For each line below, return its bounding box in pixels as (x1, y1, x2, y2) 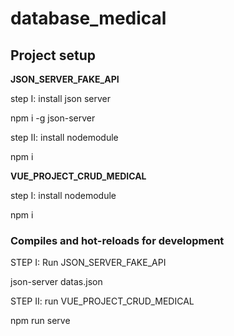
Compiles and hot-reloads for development (10, 233, 225, 247)
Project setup (10, 47, 97, 64)
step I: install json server (10, 93, 111, 104)
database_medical (10, 7, 167, 30)
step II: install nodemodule (10, 132, 119, 143)
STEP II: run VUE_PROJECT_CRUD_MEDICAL (10, 295, 195, 307)
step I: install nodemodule (10, 190, 117, 201)
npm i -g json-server (10, 112, 96, 124)
